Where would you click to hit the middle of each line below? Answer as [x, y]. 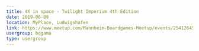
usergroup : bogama [29, 33]
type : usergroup [26, 39]
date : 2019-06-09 [28, 17]
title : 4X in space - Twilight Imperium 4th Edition [73, 11]
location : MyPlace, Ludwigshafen [47, 22]
